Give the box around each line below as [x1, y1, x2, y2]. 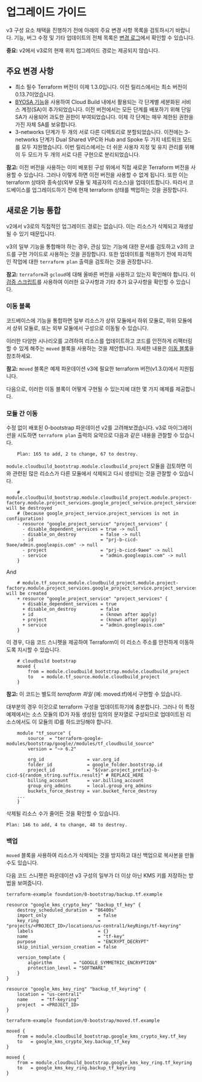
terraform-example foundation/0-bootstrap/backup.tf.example [6, 891, 163, 897]
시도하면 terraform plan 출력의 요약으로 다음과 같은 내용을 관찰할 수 [17, 432, 179, 439]
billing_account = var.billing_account [28, 778, 144, 784]
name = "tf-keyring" [17, 997, 79, 1003]
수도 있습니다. [6, 859, 39, 866]
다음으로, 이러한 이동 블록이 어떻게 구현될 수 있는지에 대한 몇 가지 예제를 [6, 385, 174, 393]
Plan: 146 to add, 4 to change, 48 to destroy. [6, 822, 128, 828]
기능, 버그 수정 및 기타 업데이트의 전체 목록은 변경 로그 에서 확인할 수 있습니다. [14, 34, 195, 41]
